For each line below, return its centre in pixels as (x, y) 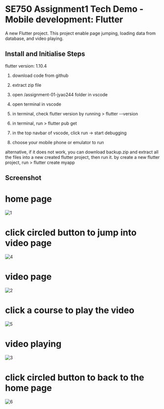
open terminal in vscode (37, 104)
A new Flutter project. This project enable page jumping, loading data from (81, 33)
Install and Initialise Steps (45, 54)
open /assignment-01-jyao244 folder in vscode (60, 94)
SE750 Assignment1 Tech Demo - (74, 9)
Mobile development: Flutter (64, 19)
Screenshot (23, 178)
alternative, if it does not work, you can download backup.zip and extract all (82, 152)
